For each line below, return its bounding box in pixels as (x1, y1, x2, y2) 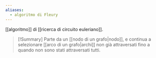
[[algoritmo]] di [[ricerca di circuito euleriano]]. (5, 26, 103, 32)
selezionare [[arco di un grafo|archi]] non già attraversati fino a (17, 41, 150, 47)
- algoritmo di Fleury (10, 12, 58, 17)
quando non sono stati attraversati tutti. (17, 47, 101, 53)
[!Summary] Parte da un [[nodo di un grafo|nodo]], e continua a (17, 36, 151, 42)
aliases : (5, 7, 24, 13)
